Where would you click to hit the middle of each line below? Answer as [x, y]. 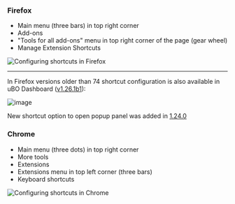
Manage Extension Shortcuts [59, 48]
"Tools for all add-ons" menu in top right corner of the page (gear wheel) [122, 41]
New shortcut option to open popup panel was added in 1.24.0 [97, 116]
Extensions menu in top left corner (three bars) [85, 172]
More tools [33, 156]
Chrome [21, 134]
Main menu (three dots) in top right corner [78, 150]
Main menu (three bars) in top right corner [78, 26]
